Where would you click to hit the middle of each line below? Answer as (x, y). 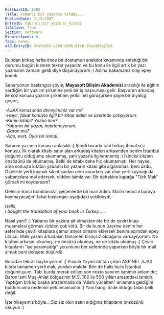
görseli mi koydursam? (28, 182)
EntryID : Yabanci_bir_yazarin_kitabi (44, 23)
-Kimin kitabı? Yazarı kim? (31, 120)
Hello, (11, 206)
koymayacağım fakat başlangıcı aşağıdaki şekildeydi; (58, 197)
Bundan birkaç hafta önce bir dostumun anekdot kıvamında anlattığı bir (76, 60)
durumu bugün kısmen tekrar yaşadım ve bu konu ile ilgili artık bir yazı (75, 65)
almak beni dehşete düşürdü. (34, 252)
